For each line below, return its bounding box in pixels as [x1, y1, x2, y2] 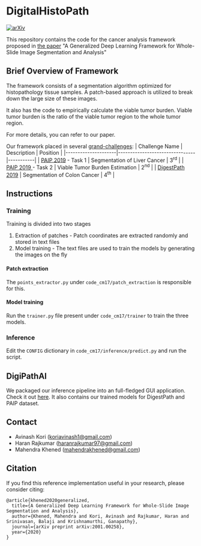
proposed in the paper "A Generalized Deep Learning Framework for [6, 42, 175, 49]
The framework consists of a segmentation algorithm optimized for [6, 82, 172, 89]
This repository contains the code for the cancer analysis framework [6, 36, 176, 43]
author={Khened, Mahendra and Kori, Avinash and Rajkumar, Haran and [11, 513, 189, 519]
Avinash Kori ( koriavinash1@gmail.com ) [14, 433, 112, 440]
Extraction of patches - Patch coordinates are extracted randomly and [14, 232, 188, 239]
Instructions [6, 188, 53, 199]
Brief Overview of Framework [6, 66, 119, 76]
